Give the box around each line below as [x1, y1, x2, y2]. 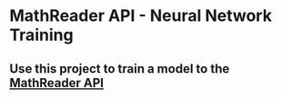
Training [9, 25, 75, 45]
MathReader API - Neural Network [9, 5, 273, 26]
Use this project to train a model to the [9, 61, 230, 76]
